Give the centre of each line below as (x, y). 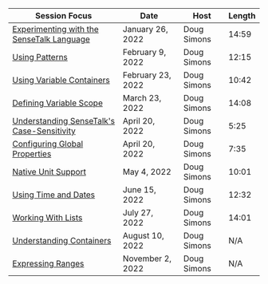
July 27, (138, 213)
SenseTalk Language (51, 39)
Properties (32, 154)
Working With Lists (47, 217)
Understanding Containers (62, 241)
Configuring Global (48, 144)
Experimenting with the (55, 29)
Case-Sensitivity (44, 131)
